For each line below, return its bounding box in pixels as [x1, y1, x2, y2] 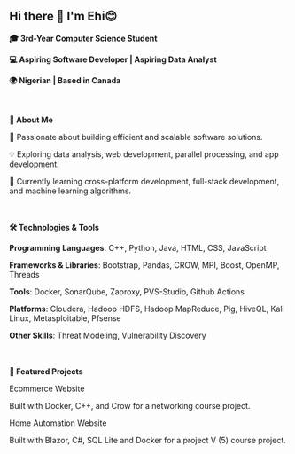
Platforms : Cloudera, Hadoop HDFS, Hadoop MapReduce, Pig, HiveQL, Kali [9, 303, 285, 314]
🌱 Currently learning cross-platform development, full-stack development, [9, 176, 280, 186]
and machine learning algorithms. [9, 185, 131, 196]
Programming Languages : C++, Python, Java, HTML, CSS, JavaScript [9, 242, 268, 253]
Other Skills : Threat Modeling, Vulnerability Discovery [9, 330, 206, 340]
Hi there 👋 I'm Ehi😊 [9, 9, 118, 24]
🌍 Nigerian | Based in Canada [9, 74, 121, 85]
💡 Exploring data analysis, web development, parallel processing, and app [9, 148, 279, 160]
